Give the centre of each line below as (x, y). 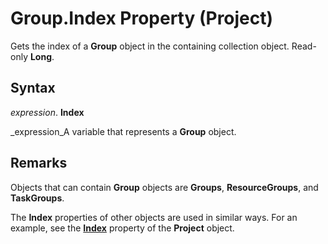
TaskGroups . (37, 198)
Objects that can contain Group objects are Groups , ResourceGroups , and (164, 187)
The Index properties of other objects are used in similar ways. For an (154, 217)
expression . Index (47, 112)
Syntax (33, 88)
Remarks (39, 163)
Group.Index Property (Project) (142, 18)
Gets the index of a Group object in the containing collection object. (150, 46)
